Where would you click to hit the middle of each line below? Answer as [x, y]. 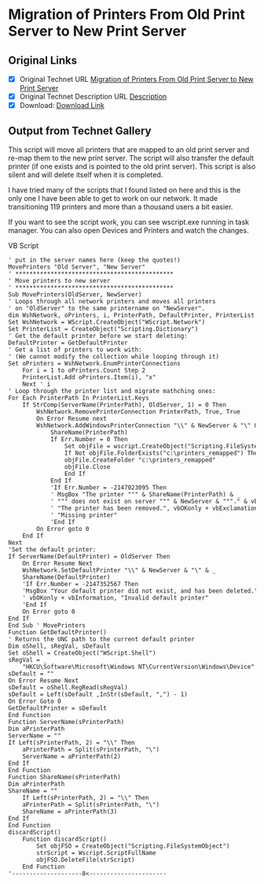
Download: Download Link [62, 106]
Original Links [42, 60]
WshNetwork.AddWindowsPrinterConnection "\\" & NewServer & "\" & [147, 425]
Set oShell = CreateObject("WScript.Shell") [82, 653]
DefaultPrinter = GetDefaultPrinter [68, 343]
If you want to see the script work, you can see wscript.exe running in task [129, 222]
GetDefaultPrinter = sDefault [58, 708]
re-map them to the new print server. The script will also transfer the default [131, 158]
